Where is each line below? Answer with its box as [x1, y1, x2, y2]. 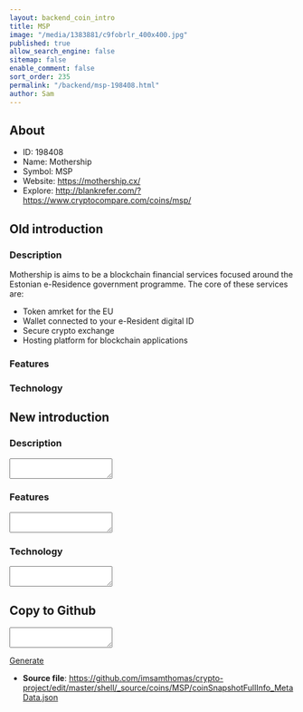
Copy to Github [9, 602, 97, 618]
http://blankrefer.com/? [55, 185, 142, 196]
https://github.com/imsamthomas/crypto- [69, 672, 224, 683]
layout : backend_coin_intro [9, 13, 116, 23]
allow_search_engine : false [9, 47, 116, 56]
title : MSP [9, 22, 51, 31]
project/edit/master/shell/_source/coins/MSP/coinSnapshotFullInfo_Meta [22, 682, 294, 693]
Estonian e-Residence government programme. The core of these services [9, 278, 289, 289]
